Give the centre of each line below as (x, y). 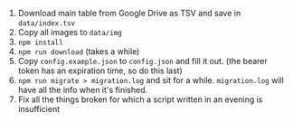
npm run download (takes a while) (79, 52)
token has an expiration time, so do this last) (100, 70)
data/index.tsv (47, 23)
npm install (40, 42)
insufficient (39, 109)
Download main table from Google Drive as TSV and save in (129, 13)
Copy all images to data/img (70, 32)
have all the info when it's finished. (83, 90)
